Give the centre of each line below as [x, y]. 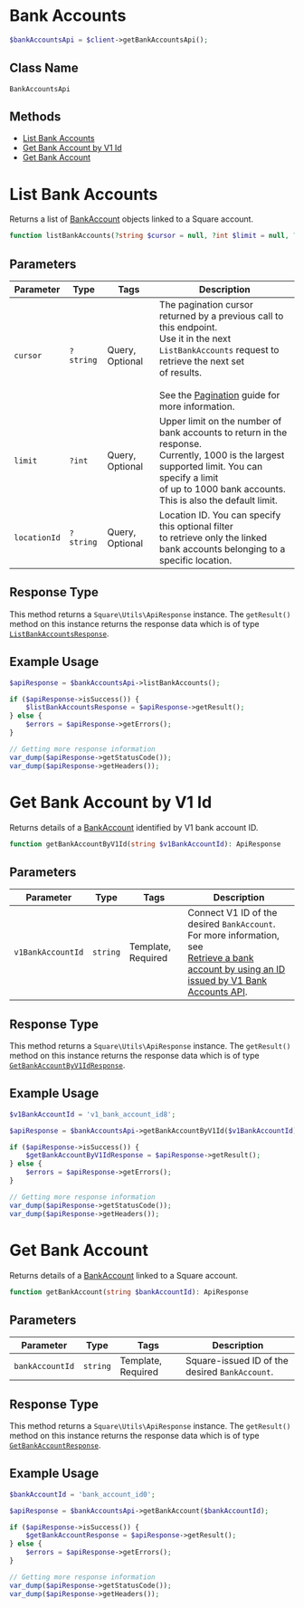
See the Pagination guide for [220, 395]
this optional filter [196, 527]
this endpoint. [189, 328]
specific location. [196, 560]
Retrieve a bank [221, 958]
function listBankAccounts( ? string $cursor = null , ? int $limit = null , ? [153, 236]
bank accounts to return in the [223, 433]
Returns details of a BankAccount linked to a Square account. [123, 1275]
